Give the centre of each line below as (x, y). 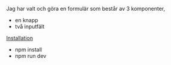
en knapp (27, 20)
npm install (28, 49)
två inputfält (30, 27)
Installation (20, 38)
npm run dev (30, 56)
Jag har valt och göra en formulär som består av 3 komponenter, (86, 9)
